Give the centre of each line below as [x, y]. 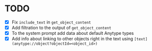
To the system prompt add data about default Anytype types [73, 33]
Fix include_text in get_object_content [51, 22]
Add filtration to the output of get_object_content [61, 28]
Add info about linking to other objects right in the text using [72, 39]
